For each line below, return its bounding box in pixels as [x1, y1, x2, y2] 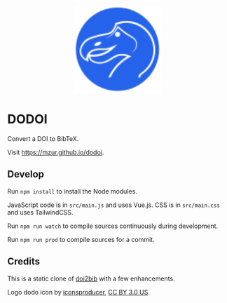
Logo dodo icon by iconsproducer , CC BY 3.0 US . [7, 288, 151, 296]
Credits [7, 255, 41, 268]
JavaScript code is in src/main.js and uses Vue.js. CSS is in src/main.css [7, 201, 221, 209]
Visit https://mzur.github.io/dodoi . [7, 148, 104, 156]
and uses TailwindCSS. [7, 208, 74, 216]
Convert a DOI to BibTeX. [7, 134, 79, 142]
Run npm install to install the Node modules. [7, 187, 138, 195]
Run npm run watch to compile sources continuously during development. [7, 222, 219, 230]
